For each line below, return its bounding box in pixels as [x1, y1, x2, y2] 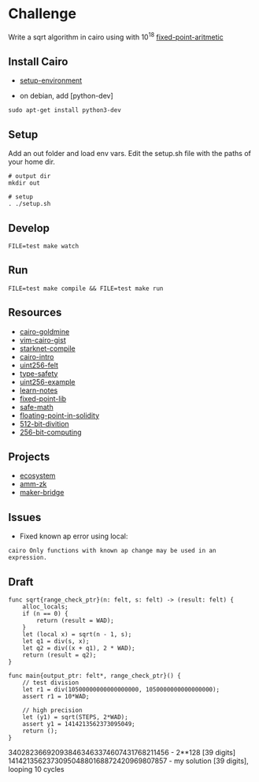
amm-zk [19, 479, 47, 489]
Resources [8, 306, 62, 319]
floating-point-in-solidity [19, 411, 100, 420]
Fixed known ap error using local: [19, 531, 128, 541]
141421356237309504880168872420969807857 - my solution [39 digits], [8, 756, 250, 765]
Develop [8, 222, 50, 235]
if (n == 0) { [22, 610, 68, 618]
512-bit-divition [19, 419, 69, 428]
